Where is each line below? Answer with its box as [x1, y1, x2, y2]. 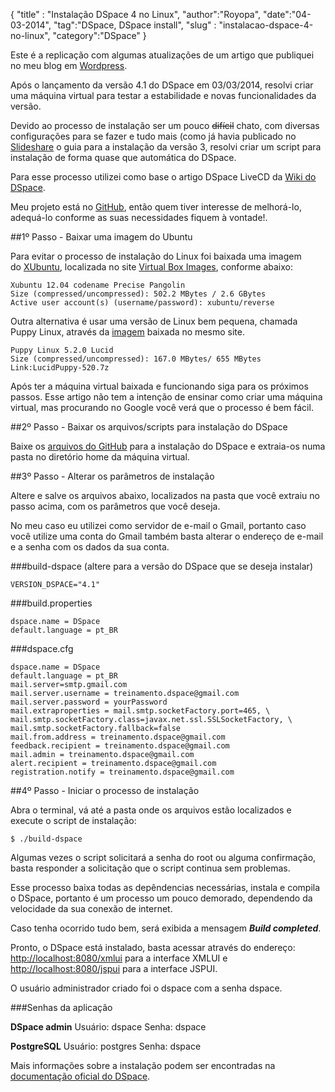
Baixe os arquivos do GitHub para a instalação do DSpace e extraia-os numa [10, 440, 326, 452]
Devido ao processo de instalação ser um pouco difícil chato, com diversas [10, 120, 320, 131]
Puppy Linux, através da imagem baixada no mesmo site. [10, 326, 245, 338]
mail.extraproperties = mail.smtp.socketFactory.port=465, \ [10, 706, 271, 716]
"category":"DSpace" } [52, 30, 147, 41]
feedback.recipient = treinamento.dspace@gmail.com [10, 741, 230, 751]
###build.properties [10, 597, 93, 609]
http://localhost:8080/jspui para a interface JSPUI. [10, 963, 218, 974]
